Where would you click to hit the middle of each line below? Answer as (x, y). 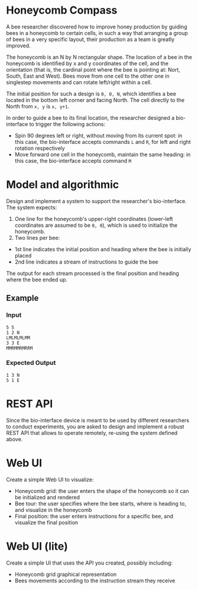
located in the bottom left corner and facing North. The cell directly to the (95, 100)
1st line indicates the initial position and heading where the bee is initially (103, 249)
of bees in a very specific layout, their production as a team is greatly (90, 39)
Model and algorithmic (63, 185)
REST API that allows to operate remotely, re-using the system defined (92, 432)
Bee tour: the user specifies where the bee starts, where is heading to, (100, 504)
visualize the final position (46, 522)
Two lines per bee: (37, 238)
